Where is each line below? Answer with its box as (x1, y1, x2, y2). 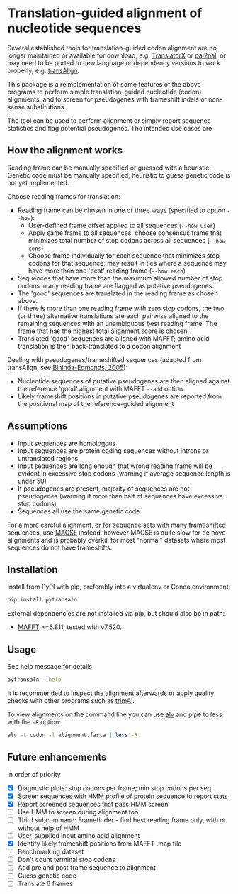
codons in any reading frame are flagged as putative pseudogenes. (17, 281, 215, 290)
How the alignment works (7, 144, 123, 157)
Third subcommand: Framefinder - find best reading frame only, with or (17, 815, 227, 824)
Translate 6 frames (17, 879, 73, 888)
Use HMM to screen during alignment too (17, 807, 139, 816)
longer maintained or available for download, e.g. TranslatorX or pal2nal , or (7, 51, 227, 60)
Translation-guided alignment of (7, 5, 203, 21)
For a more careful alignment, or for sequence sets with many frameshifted (7, 520, 227, 529)
